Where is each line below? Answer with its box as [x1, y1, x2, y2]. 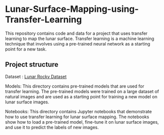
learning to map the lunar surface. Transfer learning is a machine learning [5, 36, 154, 42]
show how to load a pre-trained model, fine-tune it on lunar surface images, [5, 119, 159, 125]
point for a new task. [5, 46, 47, 52]
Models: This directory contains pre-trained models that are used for [5, 83, 144, 89]
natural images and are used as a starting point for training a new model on [5, 93, 158, 99]
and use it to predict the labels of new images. [5, 124, 99, 130]
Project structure [5, 60, 59, 69]
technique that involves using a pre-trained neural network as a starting [5, 41, 150, 46]
